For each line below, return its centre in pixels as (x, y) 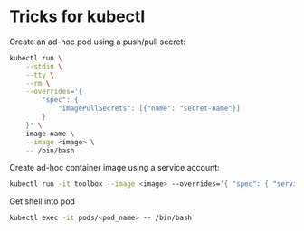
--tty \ (40, 75)
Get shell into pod (42, 201)
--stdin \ (44, 66)
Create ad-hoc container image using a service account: (114, 168)
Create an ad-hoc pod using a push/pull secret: (98, 42)
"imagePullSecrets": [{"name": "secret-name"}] (149, 109)
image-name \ (50, 134)
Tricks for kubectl (77, 17)
